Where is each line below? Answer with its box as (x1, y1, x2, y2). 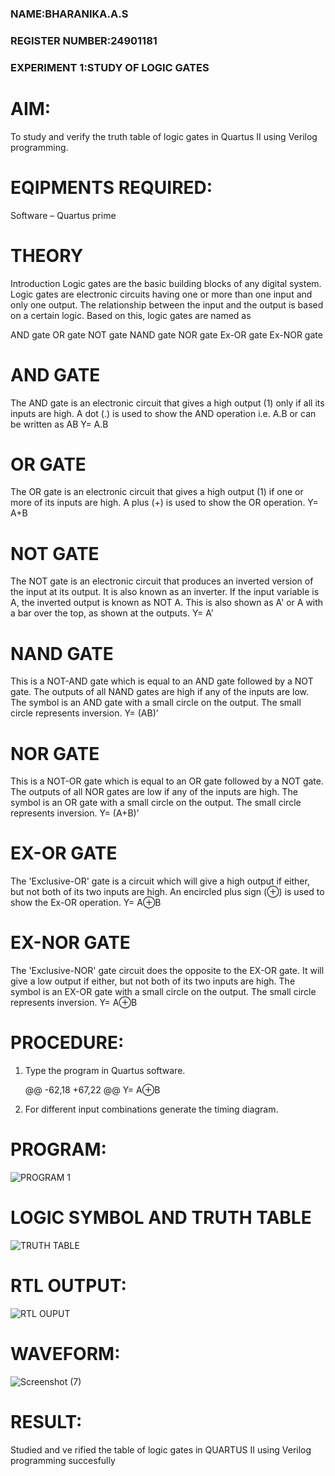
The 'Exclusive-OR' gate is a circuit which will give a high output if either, (10, 875, 310, 887)
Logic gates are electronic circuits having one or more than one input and (10, 288, 313, 300)
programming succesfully (10, 1454, 116, 1466)
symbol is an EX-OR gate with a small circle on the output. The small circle (10, 986, 317, 998)
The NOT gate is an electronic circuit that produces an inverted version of (10, 575, 314, 587)
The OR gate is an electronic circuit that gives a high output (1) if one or (10, 486, 304, 498)
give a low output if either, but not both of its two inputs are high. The (10, 975, 296, 987)
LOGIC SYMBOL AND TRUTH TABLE (10, 1207, 312, 1229)
